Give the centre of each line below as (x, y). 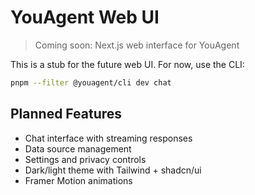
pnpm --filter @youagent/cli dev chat (91, 82)
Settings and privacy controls (85, 159)
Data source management (78, 148)
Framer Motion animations (78, 180)
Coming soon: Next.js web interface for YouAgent (137, 45)
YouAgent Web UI (85, 17)
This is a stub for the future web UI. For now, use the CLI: (127, 64)
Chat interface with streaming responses (108, 138)
